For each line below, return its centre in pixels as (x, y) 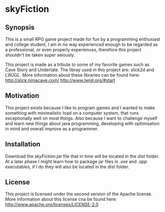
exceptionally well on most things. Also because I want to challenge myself (81, 118)
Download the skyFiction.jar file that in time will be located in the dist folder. (82, 156)
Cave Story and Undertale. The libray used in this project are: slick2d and (80, 70)
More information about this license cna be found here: (61, 199)
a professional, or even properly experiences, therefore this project (73, 50)
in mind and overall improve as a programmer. (52, 128)
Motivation (22, 96)
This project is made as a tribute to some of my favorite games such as (77, 64)
